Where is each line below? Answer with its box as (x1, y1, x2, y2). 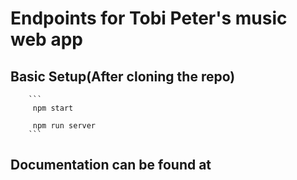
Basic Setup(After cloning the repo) (10, 68, 236, 85)
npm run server (32, 121, 97, 131)
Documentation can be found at (10, 157, 212, 174)
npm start (32, 103, 74, 113)
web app (10, 28, 83, 51)
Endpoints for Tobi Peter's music (10, 7, 288, 30)
